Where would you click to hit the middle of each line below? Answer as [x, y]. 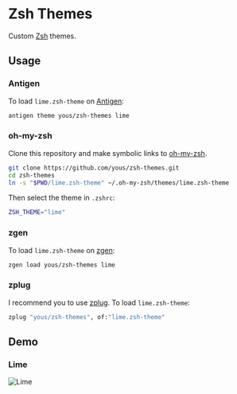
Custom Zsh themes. [43, 36]
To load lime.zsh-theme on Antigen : [66, 101]
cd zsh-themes [32, 175]
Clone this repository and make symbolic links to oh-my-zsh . [108, 153]
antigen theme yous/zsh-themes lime [69, 115]
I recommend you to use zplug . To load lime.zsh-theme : [99, 302]
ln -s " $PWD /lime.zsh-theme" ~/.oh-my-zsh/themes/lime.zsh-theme [118, 183]
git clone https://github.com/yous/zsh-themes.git [94, 168]
